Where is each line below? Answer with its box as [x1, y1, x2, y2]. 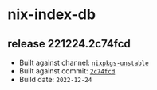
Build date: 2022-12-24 [18, 75, 92, 84]
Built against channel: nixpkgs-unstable [18, 58, 149, 67]
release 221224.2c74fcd [7, 37, 131, 51]
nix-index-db [7, 6, 96, 24]
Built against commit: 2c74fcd [18, 66, 116, 76]
